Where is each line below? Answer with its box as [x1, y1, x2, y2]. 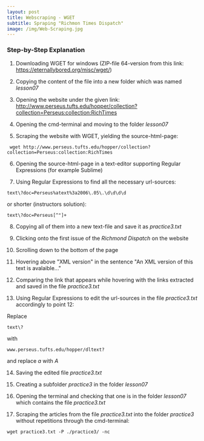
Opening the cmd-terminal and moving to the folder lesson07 [15, 121, 168, 128]
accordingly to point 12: [15, 300, 74, 308]
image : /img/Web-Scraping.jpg [7, 25, 84, 32]
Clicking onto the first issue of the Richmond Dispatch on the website [15, 234, 189, 242]
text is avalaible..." [15, 264, 61, 271]
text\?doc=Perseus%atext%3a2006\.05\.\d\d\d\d [7, 190, 127, 196]
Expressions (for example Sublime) [15, 166, 103, 173]
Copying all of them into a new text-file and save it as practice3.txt [15, 222, 182, 230]
